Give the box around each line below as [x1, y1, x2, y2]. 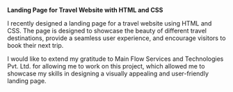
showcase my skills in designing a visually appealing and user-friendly [7, 69, 209, 77]
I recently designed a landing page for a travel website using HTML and [7, 19, 212, 27]
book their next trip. [7, 42, 64, 49]
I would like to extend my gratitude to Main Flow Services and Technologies [7, 55, 224, 63]
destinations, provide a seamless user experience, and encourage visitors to [7, 34, 226, 42]
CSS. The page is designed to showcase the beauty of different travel [7, 27, 207, 35]
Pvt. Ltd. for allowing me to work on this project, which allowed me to [7, 62, 205, 70]
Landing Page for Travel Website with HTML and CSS [7, 6, 163, 14]
